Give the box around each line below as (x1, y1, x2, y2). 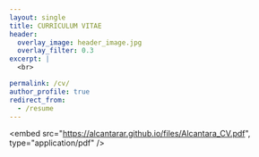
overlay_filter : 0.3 (17, 46, 94, 55)
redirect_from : (9, 95, 66, 104)
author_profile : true (9, 87, 91, 96)
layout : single (9, 12, 66, 22)
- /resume (17, 103, 54, 112)
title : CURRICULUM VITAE (9, 21, 102, 30)
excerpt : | (9, 54, 50, 63)
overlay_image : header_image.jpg (17, 37, 142, 47)
